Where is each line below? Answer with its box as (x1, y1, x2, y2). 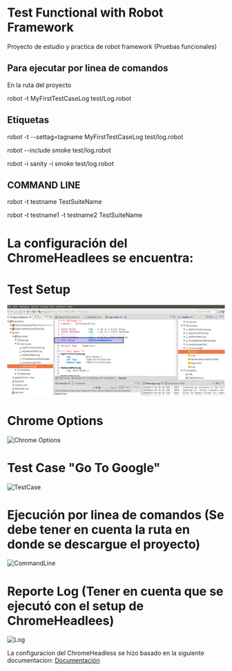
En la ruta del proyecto (7, 81, 72, 89)
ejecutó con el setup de (7, 598, 144, 614)
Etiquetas (7, 114, 50, 126)
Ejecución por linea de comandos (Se (7, 507, 224, 522)
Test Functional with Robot (7, 5, 164, 21)
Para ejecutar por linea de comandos (7, 62, 168, 74)
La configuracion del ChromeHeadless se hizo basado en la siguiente (7, 649, 205, 657)
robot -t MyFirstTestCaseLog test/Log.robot (7, 94, 132, 102)
